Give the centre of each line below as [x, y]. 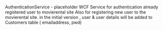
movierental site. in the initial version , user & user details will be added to [79, 17]
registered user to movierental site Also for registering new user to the [76, 12]
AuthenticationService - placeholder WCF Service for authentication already [82, 7]
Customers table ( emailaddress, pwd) [43, 22]
